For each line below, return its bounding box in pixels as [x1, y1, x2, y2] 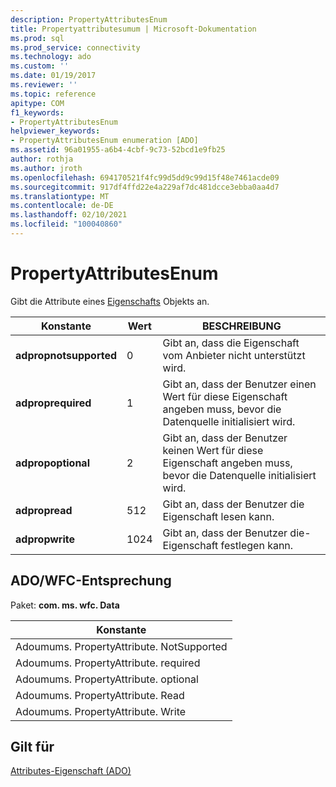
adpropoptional [15, 456, 90, 470]
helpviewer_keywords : [10, 126, 101, 136]
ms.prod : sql [10, 33, 65, 43]
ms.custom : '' [10, 61, 70, 71]
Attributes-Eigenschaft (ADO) [10, 765, 132, 777]
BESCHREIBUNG [201, 319, 282, 333]
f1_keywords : [10, 107, 65, 118]
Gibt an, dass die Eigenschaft [162, 336, 300, 350]
